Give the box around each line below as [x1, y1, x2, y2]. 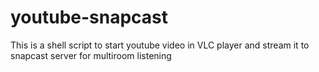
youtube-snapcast [10, 6, 169, 29]
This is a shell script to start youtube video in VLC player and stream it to [10, 39, 310, 51]
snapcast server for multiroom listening [10, 49, 172, 61]
